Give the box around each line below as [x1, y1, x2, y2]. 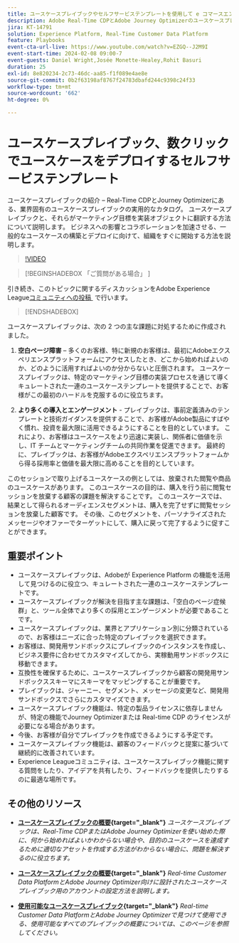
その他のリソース [7, 798, 82, 810]
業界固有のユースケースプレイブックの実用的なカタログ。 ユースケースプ [19, 204, 233, 213]
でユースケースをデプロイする [7, 154, 181, 169]
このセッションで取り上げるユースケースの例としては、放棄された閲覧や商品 [7, 474, 231, 482]
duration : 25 [7, 63, 46, 70]
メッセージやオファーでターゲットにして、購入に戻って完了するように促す [7, 518, 225, 527]
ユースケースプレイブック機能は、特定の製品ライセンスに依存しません [17, 703, 223, 712]
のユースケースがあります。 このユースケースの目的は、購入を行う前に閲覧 [7, 483, 225, 491]
